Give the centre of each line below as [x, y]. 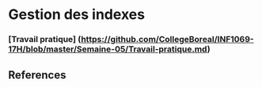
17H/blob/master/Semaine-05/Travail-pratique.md [108, 49]
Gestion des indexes [76, 15]
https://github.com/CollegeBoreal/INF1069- [167, 40]
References [37, 75]
